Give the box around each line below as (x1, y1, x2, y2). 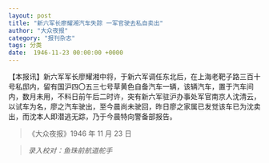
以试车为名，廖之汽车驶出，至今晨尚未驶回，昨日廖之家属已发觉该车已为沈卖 (8, 101, 261, 111)
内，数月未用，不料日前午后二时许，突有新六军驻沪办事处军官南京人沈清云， (8, 92, 261, 101)
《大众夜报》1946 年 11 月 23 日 (27, 129, 132, 138)
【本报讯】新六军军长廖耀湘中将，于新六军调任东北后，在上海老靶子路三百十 (8, 72, 261, 81)
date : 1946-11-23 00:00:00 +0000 (8, 49, 124, 57)
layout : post (8, 11, 52, 20)
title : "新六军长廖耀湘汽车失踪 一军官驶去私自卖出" (8, 19, 164, 27)
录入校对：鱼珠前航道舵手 (27, 145, 113, 155)
